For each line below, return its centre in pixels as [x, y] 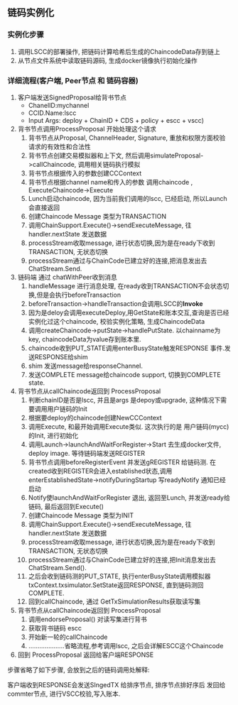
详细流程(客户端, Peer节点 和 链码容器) [73, 80]
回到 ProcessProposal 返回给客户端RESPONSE [86, 655]
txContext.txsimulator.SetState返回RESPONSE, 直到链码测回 [116, 585]
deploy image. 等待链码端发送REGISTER [87, 453]
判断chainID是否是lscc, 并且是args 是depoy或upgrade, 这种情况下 [124, 400]
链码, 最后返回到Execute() [66, 506]
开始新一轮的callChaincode [68, 637]
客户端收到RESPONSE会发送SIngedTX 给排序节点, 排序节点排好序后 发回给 [117, 684]
